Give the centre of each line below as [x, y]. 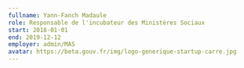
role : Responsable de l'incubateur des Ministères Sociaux [107, 23]
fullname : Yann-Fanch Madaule [58, 15]
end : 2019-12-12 [35, 37]
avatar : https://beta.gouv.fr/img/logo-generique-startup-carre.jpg [122, 52]
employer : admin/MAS [42, 45]
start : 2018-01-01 [38, 30]
